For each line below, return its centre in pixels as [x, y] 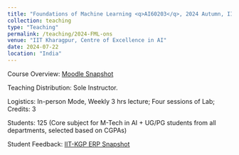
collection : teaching [39, 21]
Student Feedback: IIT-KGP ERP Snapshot [69, 144]
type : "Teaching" [33, 27]
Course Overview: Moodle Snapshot [60, 74]
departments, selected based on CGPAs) [67, 130]
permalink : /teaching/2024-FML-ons [60, 34]
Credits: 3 [22, 109]
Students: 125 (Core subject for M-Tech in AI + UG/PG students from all [112, 122]
